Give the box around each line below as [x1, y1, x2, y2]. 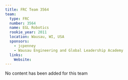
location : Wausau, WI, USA [9, 35, 64, 40]
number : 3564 [9, 20, 36, 26]
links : [9, 52, 23, 58]
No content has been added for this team [5, 70, 88, 76]
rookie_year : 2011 [9, 30, 47, 35]
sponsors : [9, 39, 29, 44]
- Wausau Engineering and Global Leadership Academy [14, 48, 124, 53]
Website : [14, 57, 32, 62]
